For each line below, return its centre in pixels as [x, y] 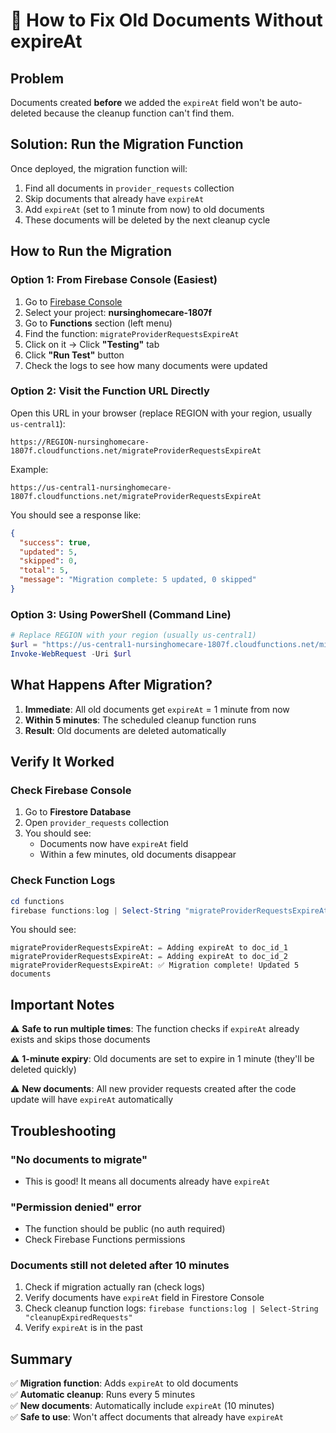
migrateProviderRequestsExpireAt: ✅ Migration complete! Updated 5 [155, 965]
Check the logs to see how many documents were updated [146, 365]
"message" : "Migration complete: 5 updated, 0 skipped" [138, 580]
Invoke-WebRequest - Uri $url [71, 654]
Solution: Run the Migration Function [127, 144]
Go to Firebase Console [73, 301]
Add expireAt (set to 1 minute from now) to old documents [144, 209]
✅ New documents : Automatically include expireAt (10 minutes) [142, 1406]
